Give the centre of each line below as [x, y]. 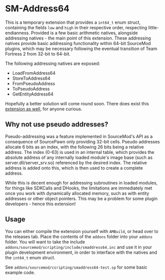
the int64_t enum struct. [30, 257]
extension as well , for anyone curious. [44, 109]
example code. [20, 272]
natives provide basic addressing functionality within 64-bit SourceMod [78, 43]
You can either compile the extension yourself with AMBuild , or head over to [82, 231]
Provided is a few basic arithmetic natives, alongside [84, 33]
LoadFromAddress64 [34, 73]
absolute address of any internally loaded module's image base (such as [79, 157]
